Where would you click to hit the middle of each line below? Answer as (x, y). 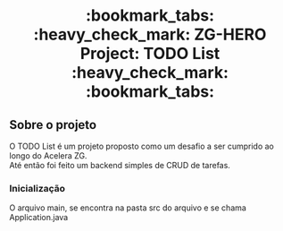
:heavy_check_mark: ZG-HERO (150, 34)
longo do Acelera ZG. (48, 156)
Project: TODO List (150, 54)
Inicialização (37, 188)
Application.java (39, 218)
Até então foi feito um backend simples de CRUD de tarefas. (120, 165)
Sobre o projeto (53, 125)
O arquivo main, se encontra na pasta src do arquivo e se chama (128, 208)
